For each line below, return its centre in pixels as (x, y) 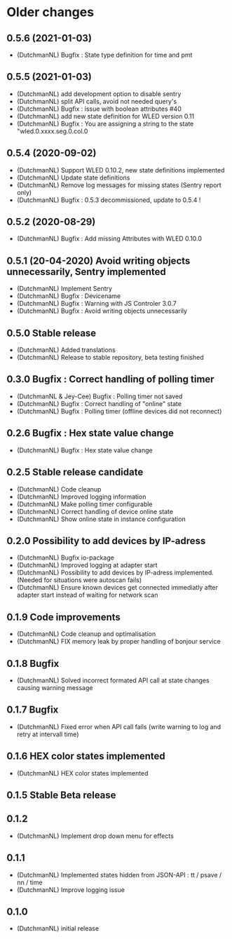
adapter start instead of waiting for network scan (87, 595)
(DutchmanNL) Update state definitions (73, 177)
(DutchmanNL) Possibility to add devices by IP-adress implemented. (115, 573)
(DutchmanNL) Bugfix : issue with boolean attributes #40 (99, 109)
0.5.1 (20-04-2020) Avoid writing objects (98, 261)
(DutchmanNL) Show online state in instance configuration (101, 519)
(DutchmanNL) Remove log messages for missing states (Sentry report (119, 185)
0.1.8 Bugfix (33, 663)
